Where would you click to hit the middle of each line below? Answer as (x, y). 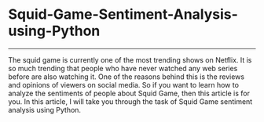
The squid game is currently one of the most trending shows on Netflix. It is (130, 59)
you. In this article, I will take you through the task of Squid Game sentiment (130, 101)
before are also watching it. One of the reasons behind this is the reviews (126, 77)
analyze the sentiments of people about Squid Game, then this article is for (129, 93)
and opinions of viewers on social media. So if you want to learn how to (124, 84)
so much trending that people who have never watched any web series (123, 68)
